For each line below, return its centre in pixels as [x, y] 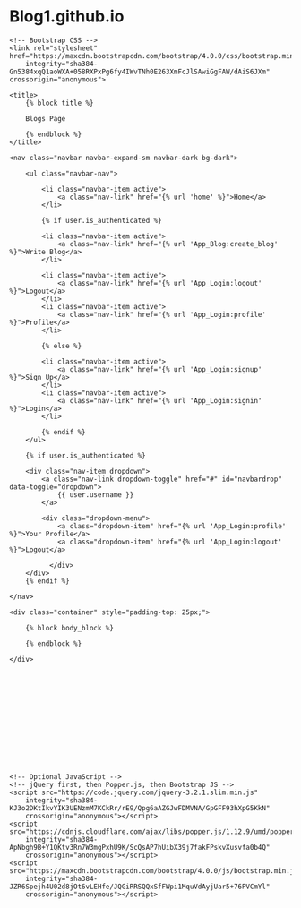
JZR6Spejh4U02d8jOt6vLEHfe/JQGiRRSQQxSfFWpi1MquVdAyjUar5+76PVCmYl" [140, 887]
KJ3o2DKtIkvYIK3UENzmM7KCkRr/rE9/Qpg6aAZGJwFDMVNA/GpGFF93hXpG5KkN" [140, 808]
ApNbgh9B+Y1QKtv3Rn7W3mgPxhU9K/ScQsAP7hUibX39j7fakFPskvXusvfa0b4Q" [140, 847]
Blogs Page [46, 118]
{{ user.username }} [95, 494]
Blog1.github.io [67, 17]
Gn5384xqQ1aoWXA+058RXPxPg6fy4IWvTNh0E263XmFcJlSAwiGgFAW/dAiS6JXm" [140, 72]
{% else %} [62, 346]
